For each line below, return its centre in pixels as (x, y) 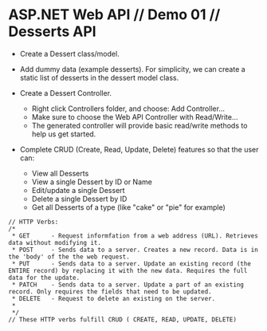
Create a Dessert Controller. (66, 93)
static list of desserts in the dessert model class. (99, 77)
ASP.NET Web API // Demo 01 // (114, 15)
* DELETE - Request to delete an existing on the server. (114, 298)
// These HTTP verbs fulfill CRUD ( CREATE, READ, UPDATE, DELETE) (123, 319)
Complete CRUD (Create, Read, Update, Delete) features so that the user (139, 149)
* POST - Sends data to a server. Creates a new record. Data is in (135, 250)
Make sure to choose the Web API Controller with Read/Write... (135, 116)
